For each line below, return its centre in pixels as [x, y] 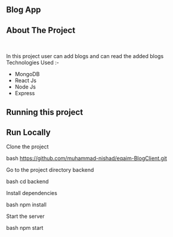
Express [25, 93]
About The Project [41, 30]
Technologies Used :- [33, 63]
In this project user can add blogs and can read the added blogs [85, 56]
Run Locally [28, 132]
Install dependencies [32, 193]
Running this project [45, 112]
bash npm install [26, 205]
